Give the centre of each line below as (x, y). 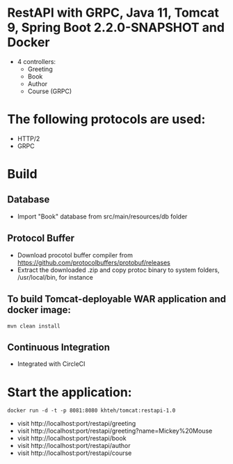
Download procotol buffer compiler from (75, 255)
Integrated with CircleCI (51, 364)
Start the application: (70, 392)
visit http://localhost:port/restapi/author (74, 446)
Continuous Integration (58, 347)
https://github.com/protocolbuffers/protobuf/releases (94, 262)
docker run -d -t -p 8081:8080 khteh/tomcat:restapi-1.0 (91, 411)
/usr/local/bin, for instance (55, 277)
